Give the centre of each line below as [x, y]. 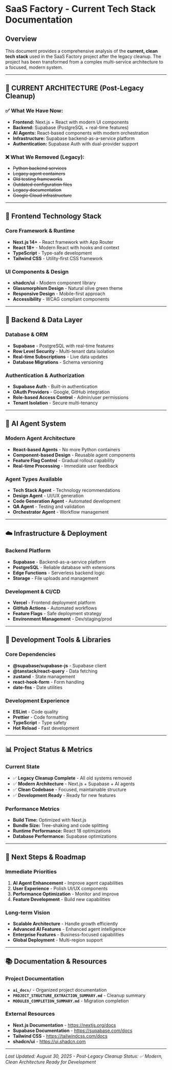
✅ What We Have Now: [34, 111]
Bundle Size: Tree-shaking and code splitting [60, 825]
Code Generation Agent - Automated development [67, 501]
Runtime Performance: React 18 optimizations [62, 831]
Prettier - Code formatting [40, 717]
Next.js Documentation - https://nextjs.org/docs [64, 1025]
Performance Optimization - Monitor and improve [66, 894]
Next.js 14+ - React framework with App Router [63, 242]
